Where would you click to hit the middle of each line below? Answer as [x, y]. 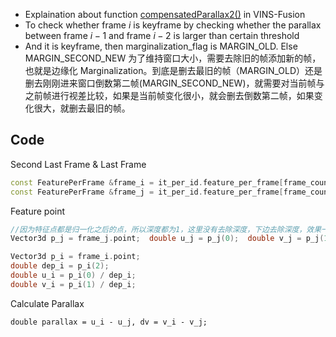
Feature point [38, 211]
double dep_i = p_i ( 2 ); [60, 266]
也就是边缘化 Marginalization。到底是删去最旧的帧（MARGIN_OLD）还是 [173, 70]
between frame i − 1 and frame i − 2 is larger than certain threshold [162, 35]
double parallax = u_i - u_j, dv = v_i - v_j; [109, 322]
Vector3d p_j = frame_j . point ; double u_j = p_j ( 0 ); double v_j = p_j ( [167, 239]
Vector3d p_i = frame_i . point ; [75, 257]
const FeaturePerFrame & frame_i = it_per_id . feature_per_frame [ [147, 182]
